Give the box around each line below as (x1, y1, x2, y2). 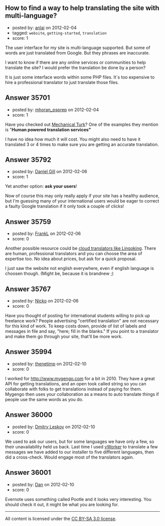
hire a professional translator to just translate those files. (5, 79, 119, 85)
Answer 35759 (5, 217, 52, 226)
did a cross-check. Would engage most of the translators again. (5, 454, 134, 460)
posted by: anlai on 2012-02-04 (12, 25, 77, 30)
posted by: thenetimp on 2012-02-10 (12, 361, 87, 367)
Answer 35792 (5, 156, 52, 164)
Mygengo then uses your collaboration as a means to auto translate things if (5, 391, 159, 397)
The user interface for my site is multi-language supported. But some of (5, 44, 151, 51)
